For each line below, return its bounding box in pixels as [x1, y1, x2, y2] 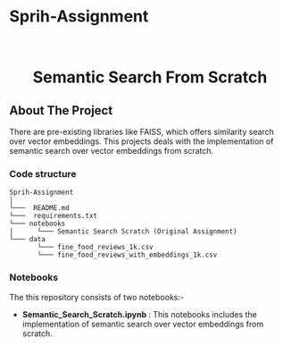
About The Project [9, 103, 113, 118]
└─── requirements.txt [9, 212, 98, 221]
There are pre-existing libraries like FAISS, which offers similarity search [9, 126, 275, 137]
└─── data [9, 235, 46, 244]
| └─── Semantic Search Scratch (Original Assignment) [9, 227, 238, 236]
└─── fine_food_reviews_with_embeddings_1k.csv [37, 250, 218, 260]
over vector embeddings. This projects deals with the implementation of [9, 136, 274, 147]
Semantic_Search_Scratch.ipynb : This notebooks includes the [21, 308, 257, 319]
